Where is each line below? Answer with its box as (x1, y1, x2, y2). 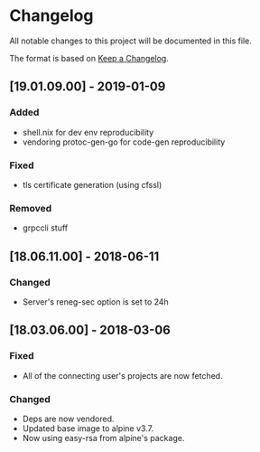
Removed (9, 202, 52, 214)
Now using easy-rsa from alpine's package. (22, 432, 185, 443)
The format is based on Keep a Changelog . (9, 52, 169, 63)
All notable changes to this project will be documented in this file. (9, 35, 253, 46)
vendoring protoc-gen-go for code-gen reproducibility (22, 137, 226, 147)
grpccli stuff (22, 222, 69, 233)
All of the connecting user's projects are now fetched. (22, 370, 223, 381)
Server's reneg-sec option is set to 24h (22, 296, 169, 307)
